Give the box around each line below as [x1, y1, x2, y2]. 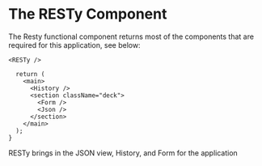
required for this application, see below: [8, 40, 141, 49]
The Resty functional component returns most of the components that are [8, 32, 255, 41]
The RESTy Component [8, 5, 167, 23]
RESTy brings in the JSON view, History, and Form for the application [8, 147, 239, 158]
